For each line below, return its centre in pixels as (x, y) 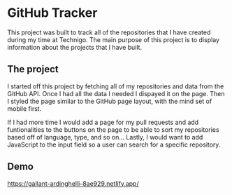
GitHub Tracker (52, 13)
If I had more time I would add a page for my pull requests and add (103, 122)
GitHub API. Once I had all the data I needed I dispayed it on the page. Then (116, 93)
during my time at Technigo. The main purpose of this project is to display (114, 39)
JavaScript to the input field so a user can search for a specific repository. (114, 144)
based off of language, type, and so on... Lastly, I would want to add (105, 137)
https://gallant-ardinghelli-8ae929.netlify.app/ (73, 183)
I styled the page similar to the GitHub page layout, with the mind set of (110, 101)
